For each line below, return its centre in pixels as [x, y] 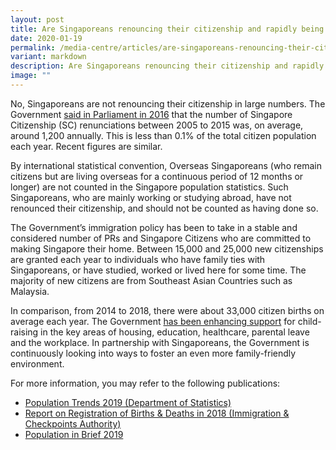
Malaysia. [30, 291]
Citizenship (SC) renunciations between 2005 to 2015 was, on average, [157, 125]
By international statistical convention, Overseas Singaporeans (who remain [166, 165]
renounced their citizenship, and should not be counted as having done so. [164, 208]
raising [24, 332]
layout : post [37, 19]
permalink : [33, 47]
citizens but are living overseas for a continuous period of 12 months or [157, 176]
